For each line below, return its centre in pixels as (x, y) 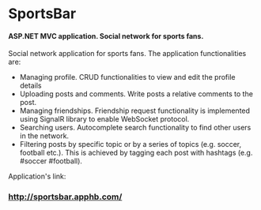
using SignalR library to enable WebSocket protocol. (104, 119)
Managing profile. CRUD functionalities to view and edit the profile (127, 77)
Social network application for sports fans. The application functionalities (127, 54)
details (30, 86)
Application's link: (37, 176)
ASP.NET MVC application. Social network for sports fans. (106, 36)
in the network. (44, 136)
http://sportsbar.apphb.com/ (65, 197)
